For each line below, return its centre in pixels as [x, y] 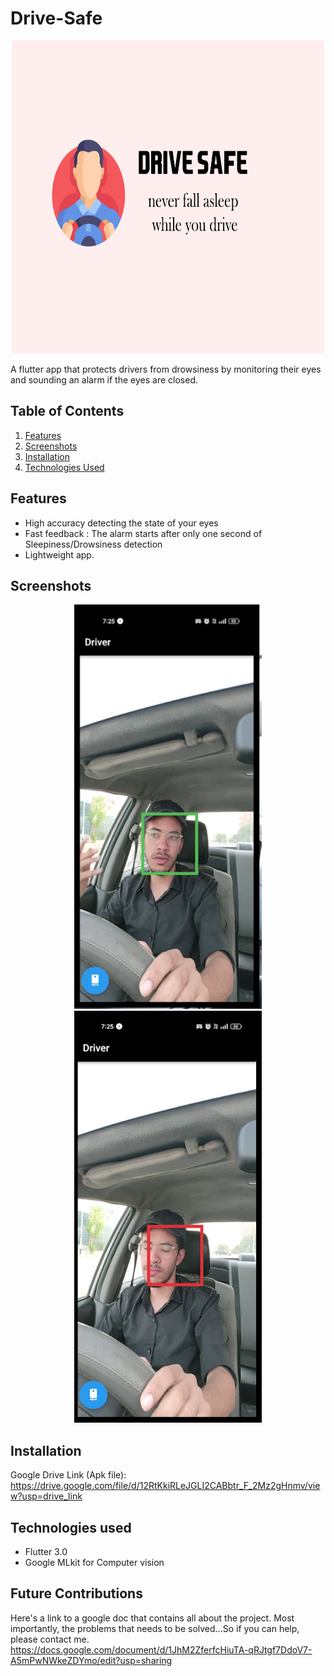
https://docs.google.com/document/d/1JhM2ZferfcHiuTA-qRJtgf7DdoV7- [161, 1649]
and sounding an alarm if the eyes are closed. [104, 379]
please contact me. [50, 1639]
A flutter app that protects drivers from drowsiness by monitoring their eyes [166, 369]
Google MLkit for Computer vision [94, 1562]
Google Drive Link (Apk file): [68, 1475]
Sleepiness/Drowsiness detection [93, 544]
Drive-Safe [56, 18]
